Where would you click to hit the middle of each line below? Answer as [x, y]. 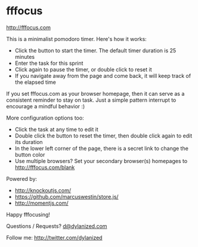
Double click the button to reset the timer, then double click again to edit [103, 136]
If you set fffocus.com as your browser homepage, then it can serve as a [95, 93]
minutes [24, 57]
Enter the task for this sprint [49, 63]
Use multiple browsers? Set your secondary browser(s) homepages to [101, 161]
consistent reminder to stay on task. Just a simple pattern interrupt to [91, 100]
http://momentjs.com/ [41, 203]
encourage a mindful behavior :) [46, 106]
